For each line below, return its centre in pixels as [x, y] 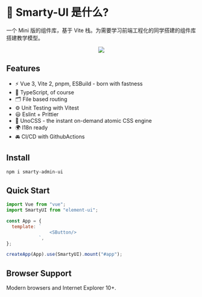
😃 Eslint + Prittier [37, 114]
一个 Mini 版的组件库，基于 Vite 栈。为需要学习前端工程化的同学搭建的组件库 [101, 30]
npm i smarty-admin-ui [35, 172]
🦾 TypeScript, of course [44, 92]
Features [23, 69]
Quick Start [28, 190]
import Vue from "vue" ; [36, 204]
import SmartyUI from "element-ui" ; [52, 210]
